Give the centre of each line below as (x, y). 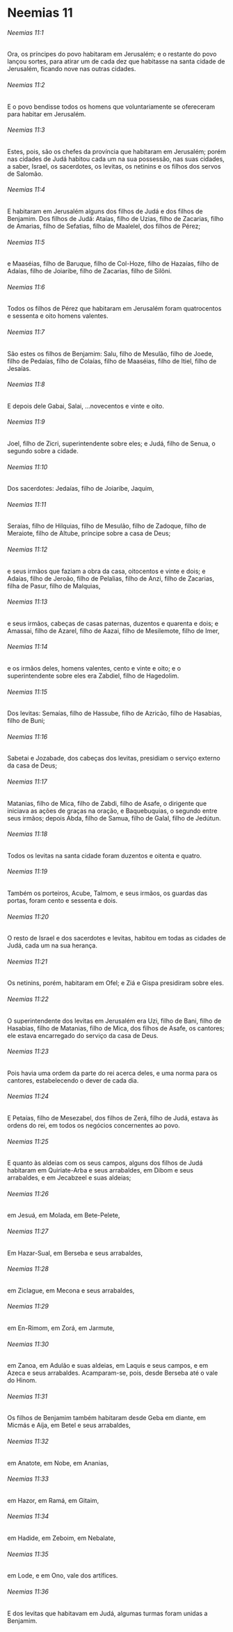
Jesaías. (19, 368)
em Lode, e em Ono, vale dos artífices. (63, 1576)
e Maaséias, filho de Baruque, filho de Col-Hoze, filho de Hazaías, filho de (113, 264)
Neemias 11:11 (27, 504)
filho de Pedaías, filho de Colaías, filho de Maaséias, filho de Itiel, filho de (112, 361)
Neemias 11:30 (28, 1344)
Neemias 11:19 (27, 871)
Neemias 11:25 (28, 1141)
